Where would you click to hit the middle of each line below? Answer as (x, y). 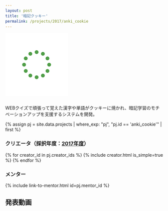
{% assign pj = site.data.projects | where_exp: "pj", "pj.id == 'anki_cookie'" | (83, 124)
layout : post (19, 11)
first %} (13, 130)
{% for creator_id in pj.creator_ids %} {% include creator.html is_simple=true (84, 155)
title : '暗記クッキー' (27, 16)
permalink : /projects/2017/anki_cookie (47, 21)
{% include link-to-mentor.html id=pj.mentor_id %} (57, 185)
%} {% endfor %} (23, 160)
